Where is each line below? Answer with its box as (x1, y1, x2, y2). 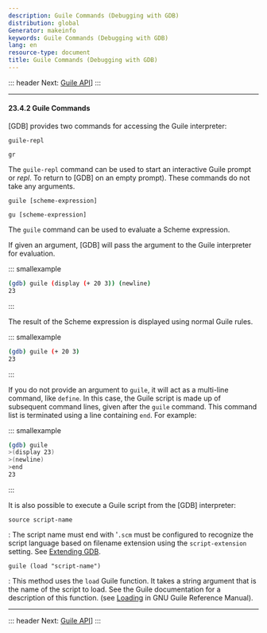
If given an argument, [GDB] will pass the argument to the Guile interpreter (8, 240, 252, 250)
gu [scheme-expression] (8, 211, 87, 219)
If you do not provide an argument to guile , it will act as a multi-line (8, 385, 229, 394)
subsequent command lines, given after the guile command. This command (8, 401, 257, 411)
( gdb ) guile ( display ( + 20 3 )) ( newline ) (8, 279, 151, 287)
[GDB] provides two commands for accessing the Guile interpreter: (8, 121, 227, 131)
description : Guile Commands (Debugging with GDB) (8, 11, 180, 20)
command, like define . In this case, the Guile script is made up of (8, 393, 221, 403)
